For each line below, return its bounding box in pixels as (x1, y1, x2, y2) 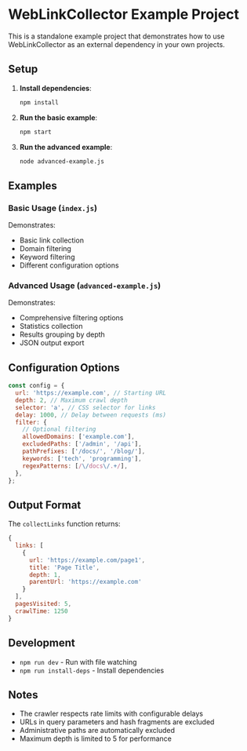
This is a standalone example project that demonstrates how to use (8, 31, 225, 41)
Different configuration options (19, 261, 119, 270)
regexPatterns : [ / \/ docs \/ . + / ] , (22, 461, 128, 470)
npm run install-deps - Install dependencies (19, 665, 165, 675)
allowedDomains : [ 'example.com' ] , (22, 433, 135, 441)
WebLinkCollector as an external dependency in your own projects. (8, 39, 225, 49)
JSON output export (19, 338, 85, 348)
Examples (8, 179, 57, 192)
